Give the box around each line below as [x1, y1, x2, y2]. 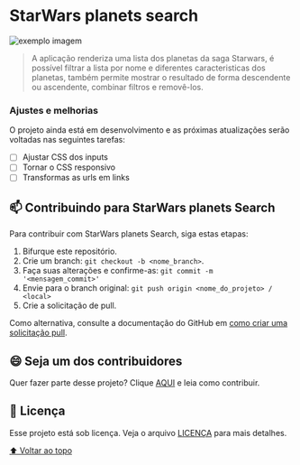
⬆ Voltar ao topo [9, 444, 73, 456]
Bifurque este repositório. [22, 246, 117, 257]
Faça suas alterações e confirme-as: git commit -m [22, 265, 214, 276]
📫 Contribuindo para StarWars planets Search [9, 200, 276, 215]
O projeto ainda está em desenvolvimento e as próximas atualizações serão [9, 125, 290, 135]
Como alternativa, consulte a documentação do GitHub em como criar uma [9, 318, 288, 329]
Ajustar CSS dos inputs [22, 152, 108, 163]
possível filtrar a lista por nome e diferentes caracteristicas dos [31, 62, 266, 73]
